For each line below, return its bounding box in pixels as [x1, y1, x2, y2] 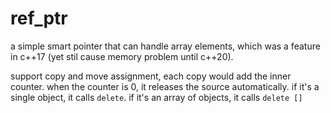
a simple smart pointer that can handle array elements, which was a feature [10, 40, 321, 52]
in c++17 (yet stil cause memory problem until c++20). [10, 50, 234, 62]
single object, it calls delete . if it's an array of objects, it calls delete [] [10, 91, 303, 103]
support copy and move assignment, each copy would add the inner [10, 70, 292, 82]
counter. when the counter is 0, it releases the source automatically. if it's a [10, 80, 320, 92]
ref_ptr [10, 7, 68, 30]
